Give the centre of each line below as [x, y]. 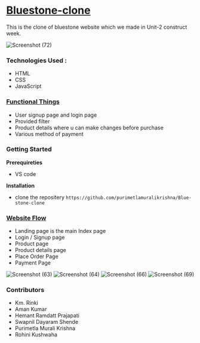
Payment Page [33, 263]
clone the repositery [39, 197]
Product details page [41, 250]
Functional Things [33, 102]
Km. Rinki [27, 303]
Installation [20, 186]
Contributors [25, 290]
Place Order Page [36, 257]
